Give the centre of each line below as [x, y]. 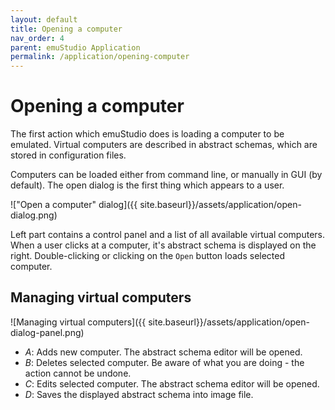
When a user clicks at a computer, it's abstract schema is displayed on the [163, 245]
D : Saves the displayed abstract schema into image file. [139, 394]
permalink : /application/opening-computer [100, 57]
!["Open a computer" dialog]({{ [74, 205]
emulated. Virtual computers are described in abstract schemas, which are [164, 145]
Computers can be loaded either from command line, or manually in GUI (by [166, 175]
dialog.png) [34, 215]
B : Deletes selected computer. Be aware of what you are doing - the [164, 362]
